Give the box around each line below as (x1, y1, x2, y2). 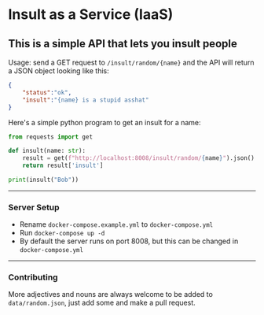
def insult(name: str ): (8, 147, 86, 155)
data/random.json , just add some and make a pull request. (8, 298, 196, 308)
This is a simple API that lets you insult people (8, 37, 237, 50)
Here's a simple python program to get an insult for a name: (8, 117, 202, 127)
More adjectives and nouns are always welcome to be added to (8, 290, 214, 299)
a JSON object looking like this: (8, 66, 109, 76)
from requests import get (8, 132, 93, 141)
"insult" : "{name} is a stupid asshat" (22, 96, 149, 104)
